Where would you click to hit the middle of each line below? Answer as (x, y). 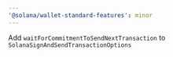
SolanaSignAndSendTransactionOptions (70, 45)
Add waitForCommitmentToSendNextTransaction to (87, 37)
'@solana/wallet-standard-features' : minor (81, 15)
